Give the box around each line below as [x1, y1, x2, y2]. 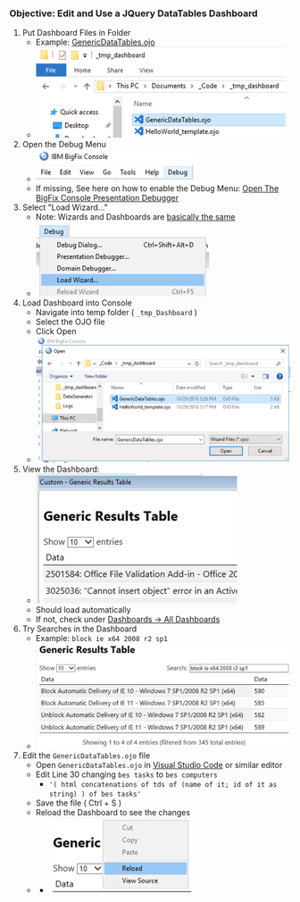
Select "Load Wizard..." [21, 202, 109, 213]
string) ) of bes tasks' [48, 789, 142, 798]
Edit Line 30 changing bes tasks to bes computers [35, 769, 218, 780]
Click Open [35, 326, 77, 337]
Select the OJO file [35, 316, 105, 328]
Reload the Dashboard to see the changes [35, 806, 190, 817]
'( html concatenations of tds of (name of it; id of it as [48, 780, 278, 789]
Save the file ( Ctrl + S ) [35, 798, 122, 808]
